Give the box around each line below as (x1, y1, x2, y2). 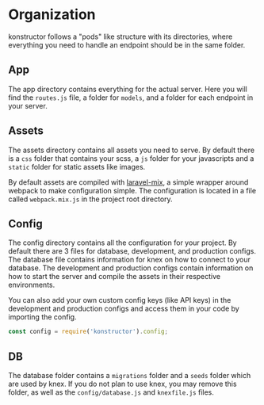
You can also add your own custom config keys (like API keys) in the (8, 296, 231, 305)
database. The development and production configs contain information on (8, 263, 254, 273)
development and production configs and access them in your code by (8, 304, 239, 314)
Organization (8, 6, 96, 24)
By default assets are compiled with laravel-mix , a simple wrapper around (8, 177, 249, 187)
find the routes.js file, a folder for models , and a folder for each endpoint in (8, 93, 254, 102)
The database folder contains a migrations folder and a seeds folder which (8, 371, 251, 380)
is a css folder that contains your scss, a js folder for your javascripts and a (8, 153, 254, 163)
